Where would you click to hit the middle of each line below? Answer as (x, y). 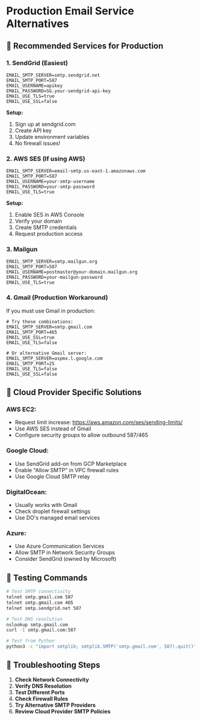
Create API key (33, 130)
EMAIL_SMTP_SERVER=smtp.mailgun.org (52, 262)
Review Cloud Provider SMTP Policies (63, 711)
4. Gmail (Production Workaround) (57, 297)
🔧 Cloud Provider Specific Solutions (74, 392)
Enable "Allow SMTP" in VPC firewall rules (67, 470)
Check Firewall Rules (42, 698)
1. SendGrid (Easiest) (37, 63)
